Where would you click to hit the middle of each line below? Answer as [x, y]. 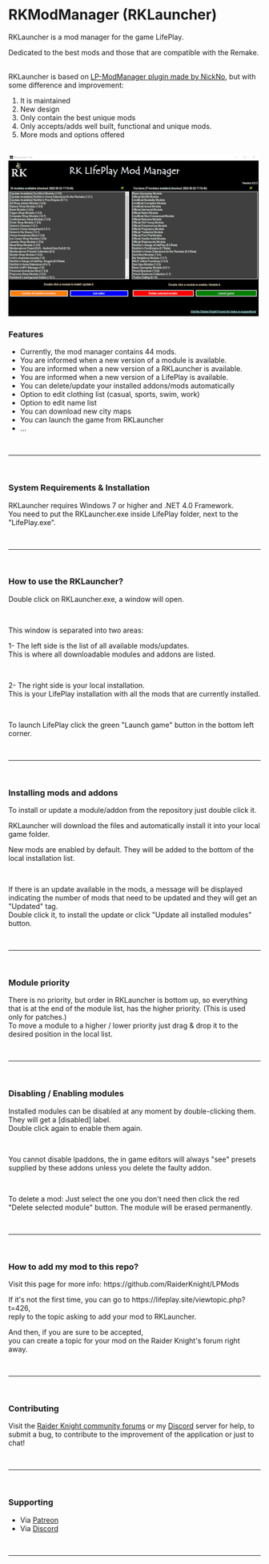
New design [40, 109]
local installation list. [42, 859]
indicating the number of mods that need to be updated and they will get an [133, 898]
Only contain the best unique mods [78, 117]
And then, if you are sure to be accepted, [76, 1332]
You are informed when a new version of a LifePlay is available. [124, 378]
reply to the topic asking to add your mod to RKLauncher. [102, 1317]
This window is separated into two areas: [76, 630]
